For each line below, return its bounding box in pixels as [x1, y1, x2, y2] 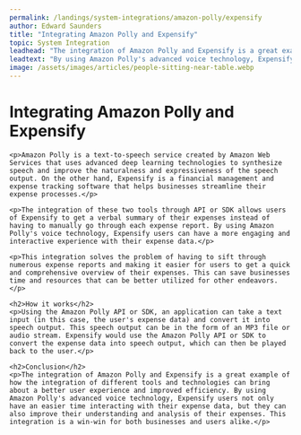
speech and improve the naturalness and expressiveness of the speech [9, 166, 279, 175]
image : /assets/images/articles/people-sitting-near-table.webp [9, 64, 254, 73]
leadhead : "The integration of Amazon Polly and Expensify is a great [9, 47, 279, 56]
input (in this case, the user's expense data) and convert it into [9, 315, 271, 324]
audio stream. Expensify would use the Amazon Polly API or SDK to [9, 331, 267, 340]
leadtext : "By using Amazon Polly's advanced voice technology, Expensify [9, 55, 295, 64]
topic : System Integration [9, 38, 110, 48]
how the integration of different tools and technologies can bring [9, 378, 271, 387]
